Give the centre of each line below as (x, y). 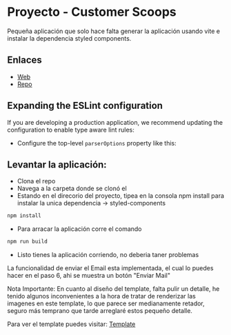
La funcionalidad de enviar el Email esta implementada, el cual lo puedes (110, 268)
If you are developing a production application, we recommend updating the (115, 122)
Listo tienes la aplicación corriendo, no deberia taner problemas (108, 255)
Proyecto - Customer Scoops (92, 12)
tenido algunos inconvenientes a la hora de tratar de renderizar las (102, 296)
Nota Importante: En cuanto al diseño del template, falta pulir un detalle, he (113, 289)
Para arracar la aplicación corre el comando (80, 229)
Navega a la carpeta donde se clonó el (72, 189)
